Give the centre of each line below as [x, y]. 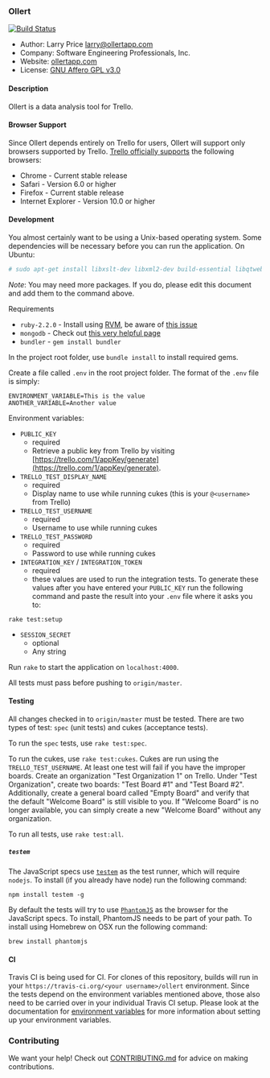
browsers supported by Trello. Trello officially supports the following [121, 151]
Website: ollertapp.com [59, 61]
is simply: [24, 381]
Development [31, 220]
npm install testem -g [46, 894]
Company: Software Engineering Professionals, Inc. [105, 53]
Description [29, 88]
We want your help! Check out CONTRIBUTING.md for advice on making [128, 1058]
